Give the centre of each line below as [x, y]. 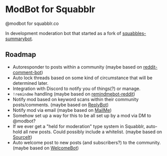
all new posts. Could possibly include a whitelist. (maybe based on [93, 132]
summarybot [19, 39]
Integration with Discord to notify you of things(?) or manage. [76, 88]
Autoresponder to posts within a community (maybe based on [77, 67]
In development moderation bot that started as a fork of [63, 33]
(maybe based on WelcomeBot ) [46, 148]
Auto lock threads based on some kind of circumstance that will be [82, 78]
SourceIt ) [22, 137]
